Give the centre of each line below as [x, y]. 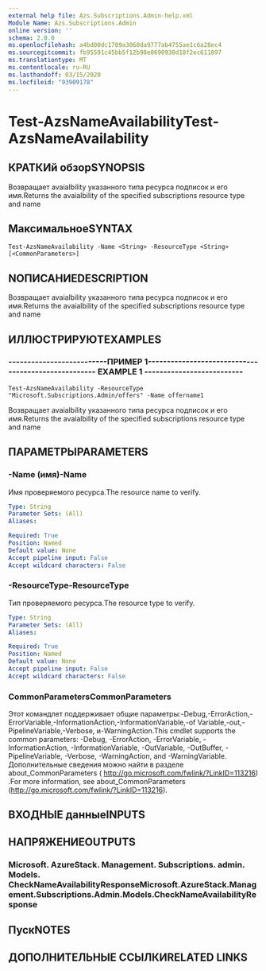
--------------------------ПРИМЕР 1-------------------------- [127, 362]
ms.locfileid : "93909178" [51, 82]
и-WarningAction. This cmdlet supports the [166, 731]
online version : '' [40, 30]
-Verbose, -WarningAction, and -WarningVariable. [146, 756]
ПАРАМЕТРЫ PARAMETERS [78, 452]
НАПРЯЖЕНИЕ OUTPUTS [72, 842]
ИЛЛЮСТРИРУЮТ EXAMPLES [85, 339]
